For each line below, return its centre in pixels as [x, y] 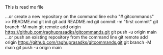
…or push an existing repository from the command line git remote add [77, 37]
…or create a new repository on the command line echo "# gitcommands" [80, 16]
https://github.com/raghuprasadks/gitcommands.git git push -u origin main [81, 32]
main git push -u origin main [34, 47]
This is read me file [24, 7]
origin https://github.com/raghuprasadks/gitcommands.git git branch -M [78, 42]
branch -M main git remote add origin [43, 27]
